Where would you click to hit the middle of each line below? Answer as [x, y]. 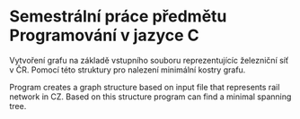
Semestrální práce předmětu [118, 17]
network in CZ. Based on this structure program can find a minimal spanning [150, 97]
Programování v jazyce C [104, 35]
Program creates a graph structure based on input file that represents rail [145, 87]
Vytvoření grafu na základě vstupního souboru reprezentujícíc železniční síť [149, 60]
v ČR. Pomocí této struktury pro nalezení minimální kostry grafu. [128, 70]
